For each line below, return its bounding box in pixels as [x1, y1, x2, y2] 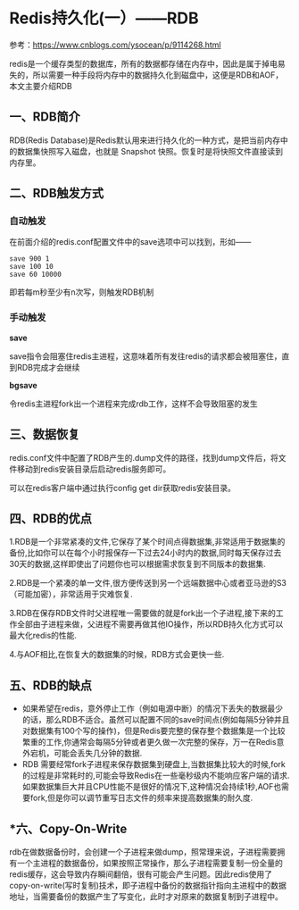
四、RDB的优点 [9, 511, 92, 526]
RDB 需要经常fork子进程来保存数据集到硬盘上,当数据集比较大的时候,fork [21, 759, 286, 770]
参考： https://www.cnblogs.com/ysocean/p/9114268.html [9, 39, 221, 50]
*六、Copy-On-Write [9, 821, 128, 836]
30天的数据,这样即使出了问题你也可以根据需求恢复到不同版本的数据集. [9, 559, 266, 570]
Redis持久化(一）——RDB [9, 8, 199, 29]
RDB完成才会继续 [16, 362, 80, 372]
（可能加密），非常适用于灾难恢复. [9, 589, 134, 599]
